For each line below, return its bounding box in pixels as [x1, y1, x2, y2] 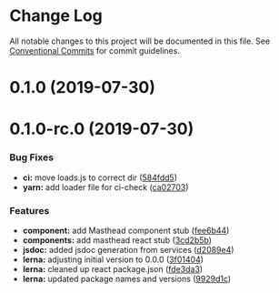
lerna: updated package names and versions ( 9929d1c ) [22, 273, 232, 284]
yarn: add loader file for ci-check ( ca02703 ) [22, 181, 189, 192]
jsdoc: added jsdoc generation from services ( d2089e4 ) [22, 244, 234, 255]
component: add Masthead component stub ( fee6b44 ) [22, 225, 230, 236]
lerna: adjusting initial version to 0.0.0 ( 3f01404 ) [22, 254, 204, 265]
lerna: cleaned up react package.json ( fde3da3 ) [22, 263, 203, 274]
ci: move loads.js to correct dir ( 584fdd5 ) [22, 172, 178, 183]
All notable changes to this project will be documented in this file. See [9, 35, 271, 46]
